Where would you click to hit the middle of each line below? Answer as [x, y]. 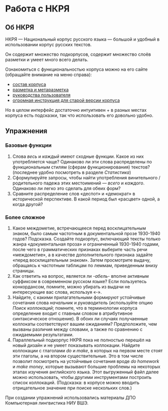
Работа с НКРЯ [37, 9]
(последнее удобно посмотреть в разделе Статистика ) [72, 172]
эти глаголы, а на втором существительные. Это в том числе [78, 356]
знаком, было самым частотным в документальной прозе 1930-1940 [86, 233]
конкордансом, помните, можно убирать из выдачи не [71, 287]
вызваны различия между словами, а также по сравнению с [77, 329]
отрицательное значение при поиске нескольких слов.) [72, 388]
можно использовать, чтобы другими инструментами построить [82, 377]
